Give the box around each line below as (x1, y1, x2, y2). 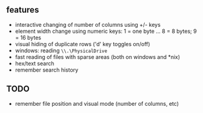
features (6, 5, 39, 15)
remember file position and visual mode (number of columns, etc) (15, 100, 179, 107)
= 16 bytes (15, 33, 41, 41)
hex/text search (15, 60, 55, 67)
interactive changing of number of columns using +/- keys (15, 21, 161, 28)
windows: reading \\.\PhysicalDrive (15, 47, 108, 54)
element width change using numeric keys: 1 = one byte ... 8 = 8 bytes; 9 (15, 27, 197, 35)
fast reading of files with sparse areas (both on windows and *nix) (15, 53, 181, 60)
